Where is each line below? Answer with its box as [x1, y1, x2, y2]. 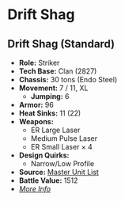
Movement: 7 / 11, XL [18, 83, 89, 93]
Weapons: [18, 117, 54, 126]
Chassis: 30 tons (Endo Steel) [18, 75, 118, 84]
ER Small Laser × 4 [30, 142, 93, 151]
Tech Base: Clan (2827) [18, 66, 97, 76]
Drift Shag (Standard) [7, 37, 116, 51]
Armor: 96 [18, 100, 55, 109]
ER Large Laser [30, 125, 81, 135]
